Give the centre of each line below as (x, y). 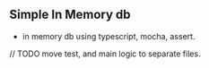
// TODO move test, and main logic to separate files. (105, 54)
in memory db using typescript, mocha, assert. (109, 36)
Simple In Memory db (70, 15)
